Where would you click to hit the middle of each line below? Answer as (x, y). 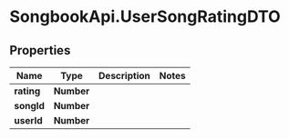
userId (28, 120)
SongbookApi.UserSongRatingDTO (145, 17)
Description (124, 76)
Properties (40, 50)
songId (30, 106)
